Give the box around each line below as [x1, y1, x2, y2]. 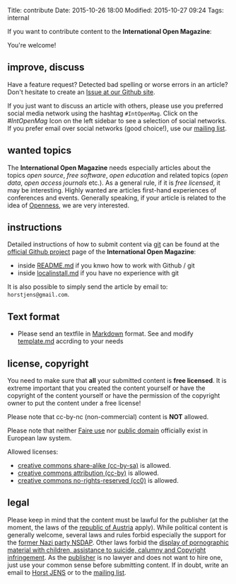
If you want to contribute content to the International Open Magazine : [7, 28, 212, 35]
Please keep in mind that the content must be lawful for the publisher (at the [7, 515, 229, 524]
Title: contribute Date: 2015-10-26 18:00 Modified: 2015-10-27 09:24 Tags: [7, 6, 224, 14]
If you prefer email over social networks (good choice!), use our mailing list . [7, 124, 228, 132]
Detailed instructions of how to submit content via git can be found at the [7, 240, 220, 248]
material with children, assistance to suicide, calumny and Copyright [7, 545, 206, 554]
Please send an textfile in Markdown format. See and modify [17, 329, 194, 338]
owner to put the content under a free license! [7, 399, 141, 408]
